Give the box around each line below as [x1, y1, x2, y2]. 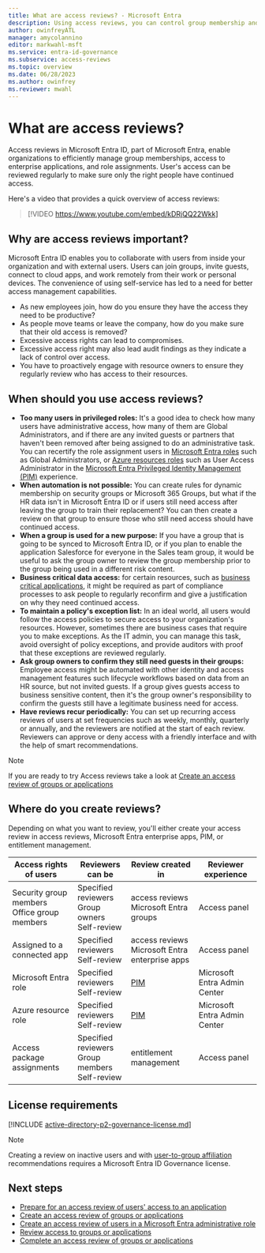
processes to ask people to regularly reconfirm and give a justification [19, 589, 248, 599]
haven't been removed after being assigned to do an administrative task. [19, 438, 256, 447]
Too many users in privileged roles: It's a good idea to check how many [19, 412, 256, 423]
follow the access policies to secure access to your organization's [19, 614, 234, 624]
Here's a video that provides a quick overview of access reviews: [8, 194, 220, 204]
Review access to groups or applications [19, 1228, 152, 1237]
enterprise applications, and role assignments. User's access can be [8, 162, 231, 171]
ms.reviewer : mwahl [8, 85, 73, 93]
